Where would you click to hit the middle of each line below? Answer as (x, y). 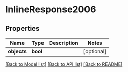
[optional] (95, 51)
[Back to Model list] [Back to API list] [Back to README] (64, 64)
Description (63, 43)
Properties (23, 29)
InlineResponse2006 (51, 10)
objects (17, 51)
